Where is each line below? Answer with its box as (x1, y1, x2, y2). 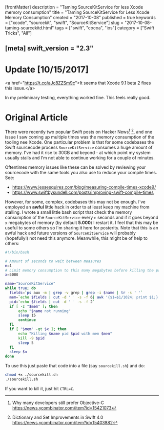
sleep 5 (18, 340, 34, 345)
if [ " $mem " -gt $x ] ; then (9, 327, 67, 332)
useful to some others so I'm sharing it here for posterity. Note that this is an (5, 225, 159, 230)
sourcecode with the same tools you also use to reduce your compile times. (5, 169, 157, 175)
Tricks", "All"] (5, 30, 32, 36)
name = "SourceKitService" (5, 281, 56, 286)
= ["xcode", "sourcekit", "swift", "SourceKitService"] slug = (5, 20, 123, 25)
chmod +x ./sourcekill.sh (5, 372, 58, 377)
